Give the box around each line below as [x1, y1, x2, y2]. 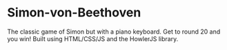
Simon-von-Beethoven [7, 5, 141, 21]
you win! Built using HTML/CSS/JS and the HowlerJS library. [7, 34, 179, 42]
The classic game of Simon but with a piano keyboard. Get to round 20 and [7, 27, 221, 36]
